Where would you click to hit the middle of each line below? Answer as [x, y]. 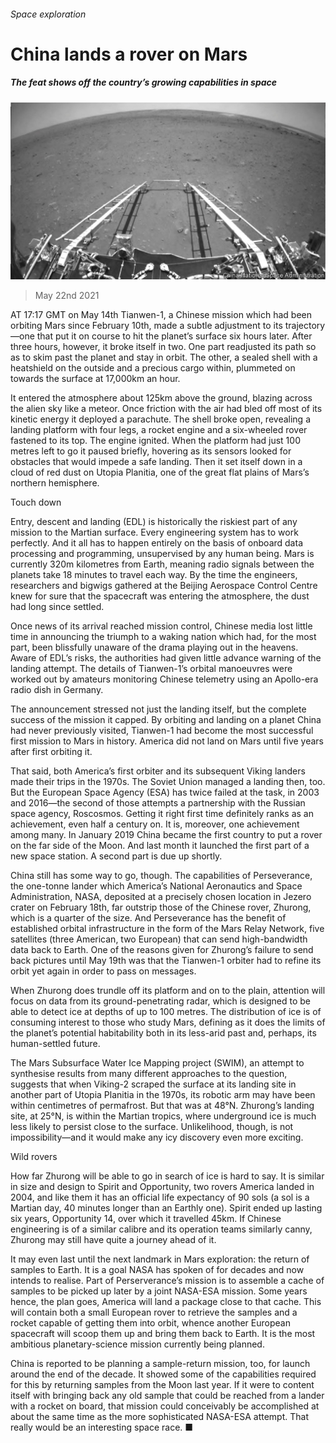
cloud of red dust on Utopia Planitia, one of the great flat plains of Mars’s [160, 472]
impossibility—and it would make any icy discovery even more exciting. [157, 1137]
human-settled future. [55, 1044]
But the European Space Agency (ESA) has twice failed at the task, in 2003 [165, 792]
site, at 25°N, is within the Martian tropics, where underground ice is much [163, 1116]
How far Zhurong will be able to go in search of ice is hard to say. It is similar [167, 1176]
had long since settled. [57, 607]
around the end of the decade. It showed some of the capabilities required [163, 1374]
